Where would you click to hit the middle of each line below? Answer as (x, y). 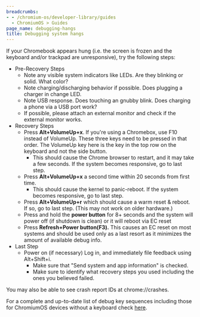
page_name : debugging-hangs (41, 28)
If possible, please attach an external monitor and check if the (100, 113)
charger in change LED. (53, 94)
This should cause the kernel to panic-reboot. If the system (106, 189)
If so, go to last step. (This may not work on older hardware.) (98, 208)
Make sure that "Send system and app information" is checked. (110, 266)
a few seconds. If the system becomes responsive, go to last (107, 164)
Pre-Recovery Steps (40, 69)
